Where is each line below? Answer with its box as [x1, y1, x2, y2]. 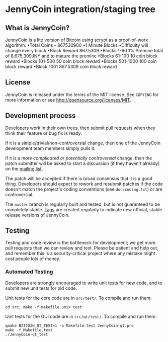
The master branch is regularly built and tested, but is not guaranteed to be [5, 201, 160, 207]
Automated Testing [5, 268, 53, 275]
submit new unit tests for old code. [5, 285, 77, 291]
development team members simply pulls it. [5, 145, 96, 151]
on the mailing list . [5, 165, 43, 172]
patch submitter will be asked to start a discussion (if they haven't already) [5, 160, 160, 166]
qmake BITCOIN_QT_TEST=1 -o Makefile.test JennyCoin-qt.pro [5, 323, 134, 328]
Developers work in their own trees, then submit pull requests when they [5, 125, 156, 131]
